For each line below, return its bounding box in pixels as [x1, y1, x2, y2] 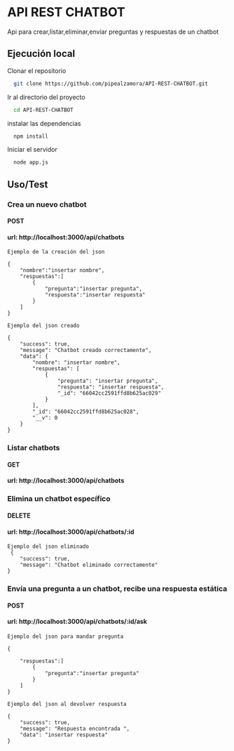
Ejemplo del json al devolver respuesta [7, 700, 128, 707]
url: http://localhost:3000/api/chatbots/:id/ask [7, 618, 147, 626]
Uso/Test [7, 178, 48, 190]
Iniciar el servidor [7, 145, 57, 154]
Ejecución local [7, 48, 76, 60]
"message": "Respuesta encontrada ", [20, 725, 130, 732]
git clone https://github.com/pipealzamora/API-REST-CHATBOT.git [13, 80, 209, 87]
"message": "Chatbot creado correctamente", [20, 347, 152, 354]
